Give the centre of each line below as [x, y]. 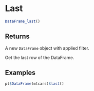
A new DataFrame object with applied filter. [47, 48]
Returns [18, 37]
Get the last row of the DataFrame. [40, 57]
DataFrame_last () [23, 21]
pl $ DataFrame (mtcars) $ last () [35, 84]
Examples [20, 73]
